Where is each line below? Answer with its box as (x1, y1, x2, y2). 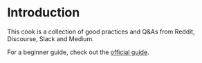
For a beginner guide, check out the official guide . (7, 48, 150, 56)
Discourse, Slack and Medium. (7, 34, 95, 42)
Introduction (7, 5, 80, 21)
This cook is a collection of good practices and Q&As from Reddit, (7, 27, 195, 36)
